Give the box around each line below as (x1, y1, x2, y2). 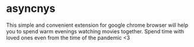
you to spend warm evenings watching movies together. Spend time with (6, 27, 185, 35)
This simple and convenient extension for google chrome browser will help (6, 21, 189, 29)
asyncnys (6, 2, 56, 15)
